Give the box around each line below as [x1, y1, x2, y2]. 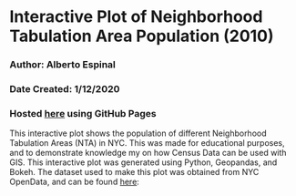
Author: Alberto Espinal [9, 58, 117, 71]
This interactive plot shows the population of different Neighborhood [9, 128, 267, 139]
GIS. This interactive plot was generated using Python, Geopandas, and [9, 157, 278, 168]
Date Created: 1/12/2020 [9, 83, 120, 96]
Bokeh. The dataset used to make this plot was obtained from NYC [9, 167, 260, 178]
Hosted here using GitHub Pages [9, 107, 157, 119]
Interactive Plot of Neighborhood [9, 6, 263, 27]
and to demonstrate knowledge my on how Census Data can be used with [9, 148, 287, 159]
